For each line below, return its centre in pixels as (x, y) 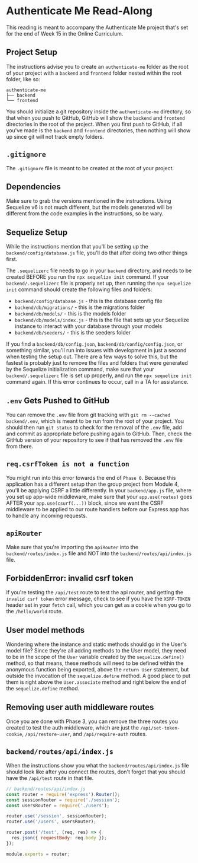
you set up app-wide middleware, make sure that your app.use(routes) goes (99, 496)
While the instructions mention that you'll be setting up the (77, 247)
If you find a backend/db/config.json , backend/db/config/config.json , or (94, 344)
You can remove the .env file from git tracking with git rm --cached (88, 415)
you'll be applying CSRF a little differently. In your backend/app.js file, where (99, 490)
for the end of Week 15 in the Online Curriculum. (65, 33)
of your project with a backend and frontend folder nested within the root (94, 73)
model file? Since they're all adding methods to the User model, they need (96, 651)
